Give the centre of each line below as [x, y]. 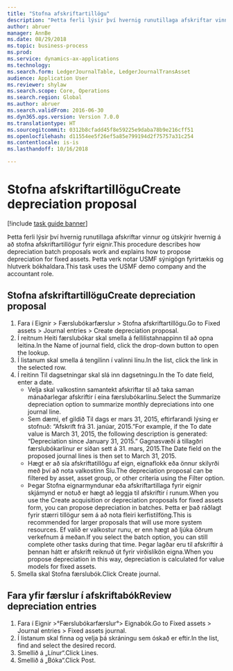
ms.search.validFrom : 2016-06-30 [55, 110]
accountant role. [31, 273]
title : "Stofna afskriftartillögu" [59, 14]
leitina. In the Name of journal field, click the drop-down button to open [118, 345]
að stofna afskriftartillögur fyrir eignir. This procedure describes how [104, 244]
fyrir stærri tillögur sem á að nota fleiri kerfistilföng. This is [110, 515]
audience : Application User [48, 78]
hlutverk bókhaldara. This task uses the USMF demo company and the [107, 266]
